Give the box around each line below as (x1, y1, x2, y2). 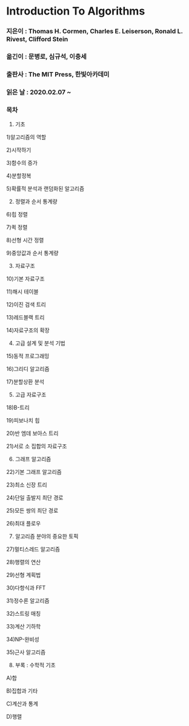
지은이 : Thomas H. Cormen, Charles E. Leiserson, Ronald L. (6, 27, 183, 36)
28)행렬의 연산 (6, 559, 41, 566)
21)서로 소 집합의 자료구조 (6, 442, 67, 450)
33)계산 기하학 (6, 623, 41, 630)
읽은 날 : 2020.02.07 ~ (6, 88, 71, 96)
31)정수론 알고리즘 (6, 597, 50, 604)
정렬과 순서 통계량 (15, 198, 58, 205)
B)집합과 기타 (6, 687, 38, 694)
